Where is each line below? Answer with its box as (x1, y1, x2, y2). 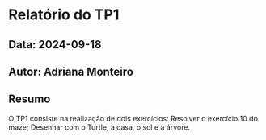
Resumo (8, 93, 51, 106)
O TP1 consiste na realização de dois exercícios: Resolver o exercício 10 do (8, 113, 259, 123)
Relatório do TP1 (8, 6, 120, 24)
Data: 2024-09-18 (8, 38, 102, 51)
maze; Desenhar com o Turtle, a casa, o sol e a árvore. (8, 122, 191, 132)
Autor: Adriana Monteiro (8, 64, 133, 78)
